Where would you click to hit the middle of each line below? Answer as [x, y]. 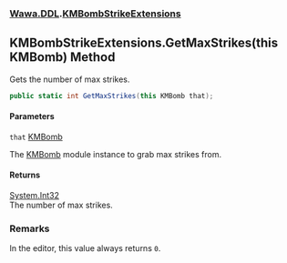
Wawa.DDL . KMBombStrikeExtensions [95, 14]
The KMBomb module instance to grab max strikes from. [115, 154]
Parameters [32, 116]
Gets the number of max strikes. [70, 79]
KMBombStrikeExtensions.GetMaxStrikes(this [144, 43]
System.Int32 [34, 196]
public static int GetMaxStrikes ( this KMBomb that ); [112, 96]
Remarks [30, 228]
